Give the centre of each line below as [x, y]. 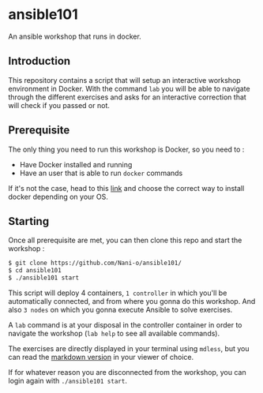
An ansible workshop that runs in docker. [75, 36]
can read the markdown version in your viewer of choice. [101, 357]
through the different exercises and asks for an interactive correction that [127, 97]
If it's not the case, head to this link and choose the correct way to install [126, 188]
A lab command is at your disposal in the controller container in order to [125, 325]
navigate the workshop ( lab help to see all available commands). [114, 333]
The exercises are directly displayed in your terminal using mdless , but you [129, 348]
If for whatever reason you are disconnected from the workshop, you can [127, 372]
